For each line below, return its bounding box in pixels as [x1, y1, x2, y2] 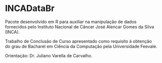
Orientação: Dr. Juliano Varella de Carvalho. [5, 52, 93, 58]
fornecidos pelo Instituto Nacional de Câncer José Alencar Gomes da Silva [5, 24, 154, 29]
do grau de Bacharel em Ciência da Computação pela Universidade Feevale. [5, 43, 158, 49]
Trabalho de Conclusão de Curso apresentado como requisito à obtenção [5, 38, 152, 44]
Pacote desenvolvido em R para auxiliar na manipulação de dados [5, 19, 137, 25]
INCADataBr [5, 3, 55, 14]
